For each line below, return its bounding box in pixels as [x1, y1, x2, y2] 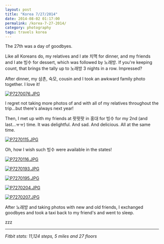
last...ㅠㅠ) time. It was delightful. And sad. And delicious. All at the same [5, 122, 151, 127]
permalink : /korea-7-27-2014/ [5, 20, 67, 26]
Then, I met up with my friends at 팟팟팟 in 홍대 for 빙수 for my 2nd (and [5, 116, 148, 121]
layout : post [5, 7, 32, 12]
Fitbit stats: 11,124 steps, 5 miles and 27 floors [5, 233, 97, 239]
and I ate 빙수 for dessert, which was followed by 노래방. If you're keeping [5, 60, 153, 65]
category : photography [5, 25, 51, 30]
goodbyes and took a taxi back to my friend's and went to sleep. [5, 210, 134, 215]
